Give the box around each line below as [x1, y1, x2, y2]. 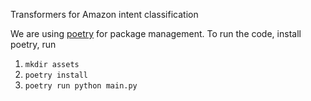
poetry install [24, 70, 89, 80]
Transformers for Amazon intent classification [10, 9, 199, 20]
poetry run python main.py [24, 81, 138, 91]
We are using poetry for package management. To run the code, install [10, 28, 302, 39]
